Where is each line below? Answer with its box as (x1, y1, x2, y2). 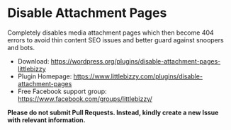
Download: (17, 57, 50, 65)
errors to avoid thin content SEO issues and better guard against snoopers (7, 35, 225, 44)
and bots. (7, 43, 35, 52)
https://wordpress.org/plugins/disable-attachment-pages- (50, 57, 221, 65)
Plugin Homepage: (17, 72, 72, 81)
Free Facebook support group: (17, 87, 107, 95)
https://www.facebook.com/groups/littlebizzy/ (17, 94, 152, 103)
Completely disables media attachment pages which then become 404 (7, 28, 214, 37)
